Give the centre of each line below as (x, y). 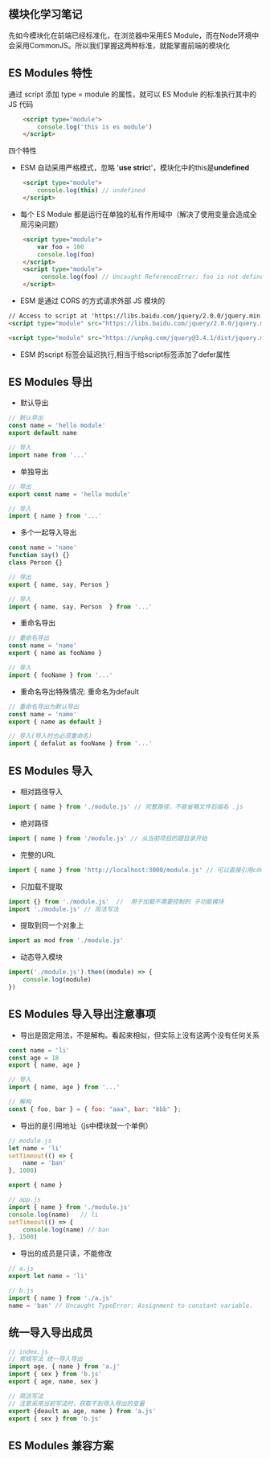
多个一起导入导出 (48, 532)
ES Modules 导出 (51, 382)
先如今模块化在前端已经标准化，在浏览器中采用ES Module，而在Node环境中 (134, 35)
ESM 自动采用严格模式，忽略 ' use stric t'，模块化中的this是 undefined (135, 168)
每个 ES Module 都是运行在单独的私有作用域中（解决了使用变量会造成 (135, 214)
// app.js (25, 1200)
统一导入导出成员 (51, 1333)
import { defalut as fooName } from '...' (80, 744)
